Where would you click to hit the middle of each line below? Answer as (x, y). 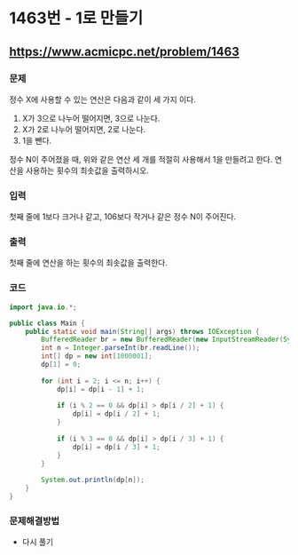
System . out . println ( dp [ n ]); (93, 480)
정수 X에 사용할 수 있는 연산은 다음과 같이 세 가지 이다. (103, 99)
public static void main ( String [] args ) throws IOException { (142, 331)
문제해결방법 (35, 520)
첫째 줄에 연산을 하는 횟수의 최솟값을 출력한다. (89, 263)
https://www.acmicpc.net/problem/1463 (124, 51)
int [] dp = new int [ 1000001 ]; (97, 356)
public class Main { (47, 323)
